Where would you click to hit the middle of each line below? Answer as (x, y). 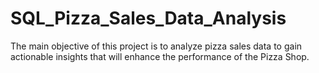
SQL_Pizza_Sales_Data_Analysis (148, 18)
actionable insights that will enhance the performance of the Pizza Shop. (160, 56)
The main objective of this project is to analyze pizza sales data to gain (156, 46)
